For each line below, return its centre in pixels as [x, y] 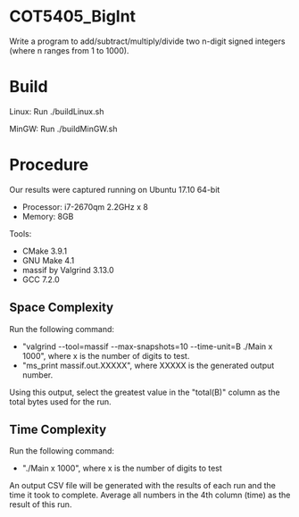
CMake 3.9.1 [45, 251]
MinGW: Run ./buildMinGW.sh [63, 129]
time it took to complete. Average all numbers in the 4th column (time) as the [150, 495]
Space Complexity [62, 308]
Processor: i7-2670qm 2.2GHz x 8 [85, 206]
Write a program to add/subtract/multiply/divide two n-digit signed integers [147, 41]
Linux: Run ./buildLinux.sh [57, 111]
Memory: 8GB [48, 216]
